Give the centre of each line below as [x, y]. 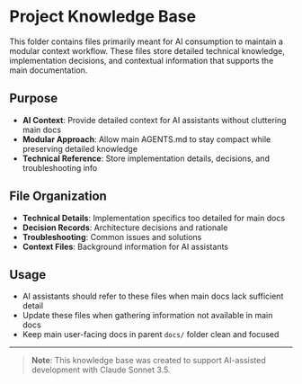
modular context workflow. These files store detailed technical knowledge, [147, 50]
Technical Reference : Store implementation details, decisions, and [146, 158]
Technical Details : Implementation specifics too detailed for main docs [154, 218]
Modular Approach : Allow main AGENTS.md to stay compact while [147, 139]
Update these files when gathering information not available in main [147, 316]
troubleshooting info [60, 167]
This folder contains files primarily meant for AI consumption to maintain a [146, 41]
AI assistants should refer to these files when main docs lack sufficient [153, 296]
